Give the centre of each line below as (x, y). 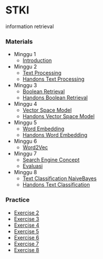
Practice (17, 200)
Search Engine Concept (51, 160)
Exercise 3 (26, 219)
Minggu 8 (25, 172)
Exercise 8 (26, 250)
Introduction (37, 61)
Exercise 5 (26, 231)
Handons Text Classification (56, 185)
